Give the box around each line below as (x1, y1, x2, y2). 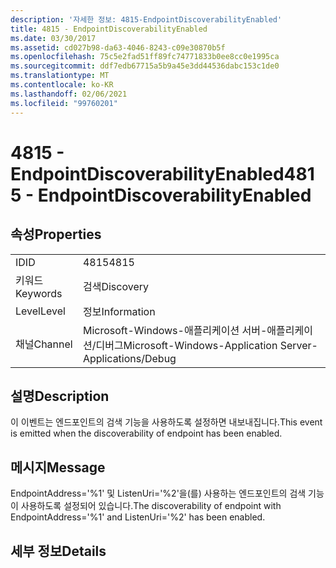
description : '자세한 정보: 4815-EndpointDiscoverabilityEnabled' (10, 14, 283, 25)
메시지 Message (10, 459, 106, 476)
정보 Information (82, 304, 156, 318)
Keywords (15, 286, 63, 300)
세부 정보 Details (10, 542, 107, 560)
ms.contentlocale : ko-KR (10, 80, 114, 90)
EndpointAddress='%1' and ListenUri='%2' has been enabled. (10, 511, 266, 523)
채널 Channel (15, 337, 73, 351)
